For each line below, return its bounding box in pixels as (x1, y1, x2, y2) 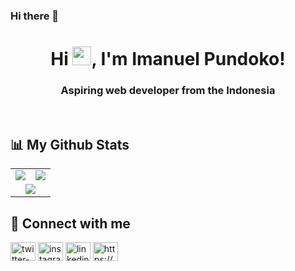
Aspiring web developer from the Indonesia (60, 84, 276, 98)
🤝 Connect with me (10, 215, 131, 232)
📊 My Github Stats (10, 136, 130, 153)
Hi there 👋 (10, 9, 60, 23)
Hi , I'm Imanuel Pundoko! (50, 48, 286, 71)
